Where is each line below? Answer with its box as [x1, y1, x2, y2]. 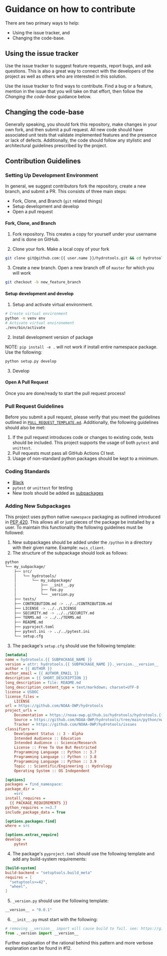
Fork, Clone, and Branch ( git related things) [12, 198, 103, 204]
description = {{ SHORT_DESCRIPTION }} [5, 676, 88, 681]
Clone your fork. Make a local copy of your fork [12, 246, 109, 252]
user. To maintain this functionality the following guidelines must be [5, 524, 143, 530]
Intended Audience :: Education [14, 736, 81, 741]
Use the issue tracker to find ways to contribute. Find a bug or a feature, [5, 83, 153, 89]
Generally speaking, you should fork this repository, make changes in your [5, 121, 158, 127]
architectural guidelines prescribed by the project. [5, 142, 108, 148]
